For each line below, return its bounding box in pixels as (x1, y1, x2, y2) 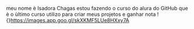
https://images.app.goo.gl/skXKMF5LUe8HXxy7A (10, 17, 130, 23)
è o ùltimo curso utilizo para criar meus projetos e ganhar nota (6, 11, 156, 18)
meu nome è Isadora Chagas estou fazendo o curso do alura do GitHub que (6, 5, 188, 11)
